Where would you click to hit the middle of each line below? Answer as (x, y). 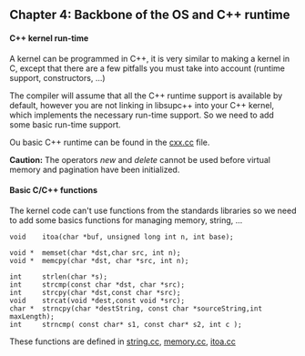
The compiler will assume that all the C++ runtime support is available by (146, 96)
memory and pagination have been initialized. (95, 169)
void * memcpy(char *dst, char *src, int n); (99, 260)
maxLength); (32, 316)
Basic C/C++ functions (54, 190)
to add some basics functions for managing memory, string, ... (126, 220)
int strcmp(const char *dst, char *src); (97, 285)
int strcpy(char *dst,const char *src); (95, 292)
